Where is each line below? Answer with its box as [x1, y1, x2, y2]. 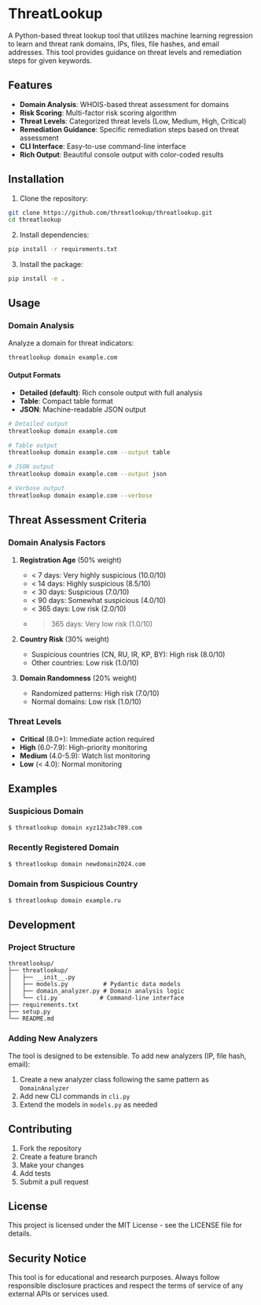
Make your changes [19, 1160, 84, 1170]
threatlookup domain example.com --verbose [8, 491, 153, 500]
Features [8, 79, 53, 92]
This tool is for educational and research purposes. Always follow [8, 1273, 220, 1282]
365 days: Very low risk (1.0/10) [50, 619, 153, 628]
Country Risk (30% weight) [19, 634, 110, 644]
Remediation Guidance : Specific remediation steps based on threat [19, 124, 240, 134]
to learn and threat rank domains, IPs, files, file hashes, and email [8, 39, 220, 48]
